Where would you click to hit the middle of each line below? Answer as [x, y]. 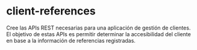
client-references [51, 11]
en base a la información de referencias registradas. [71, 40]
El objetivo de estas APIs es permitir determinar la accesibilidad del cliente [98, 34]
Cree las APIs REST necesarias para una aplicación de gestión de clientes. [98, 28]
